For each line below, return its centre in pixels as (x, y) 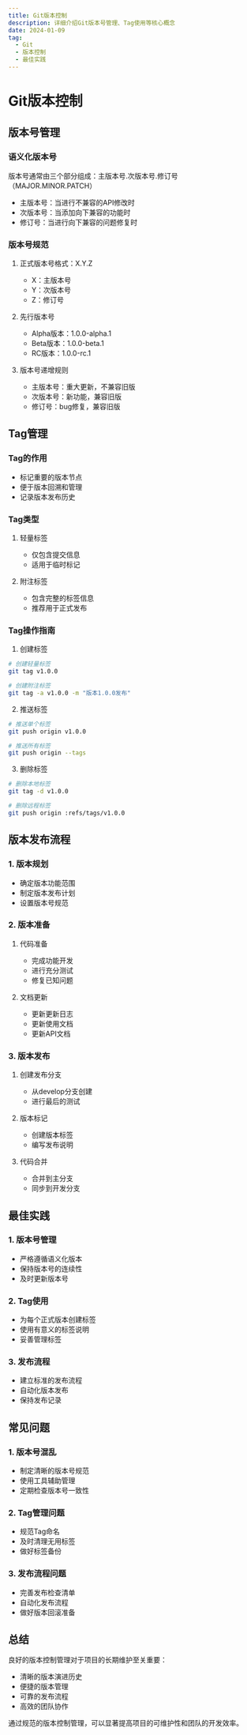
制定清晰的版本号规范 (54, 1471)
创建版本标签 (52, 1135)
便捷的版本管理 (44, 1687)
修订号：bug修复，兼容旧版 (76, 407)
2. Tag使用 (28, 1300)
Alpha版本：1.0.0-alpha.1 (71, 333)
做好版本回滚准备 (47, 1612)
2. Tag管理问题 (37, 1513)
